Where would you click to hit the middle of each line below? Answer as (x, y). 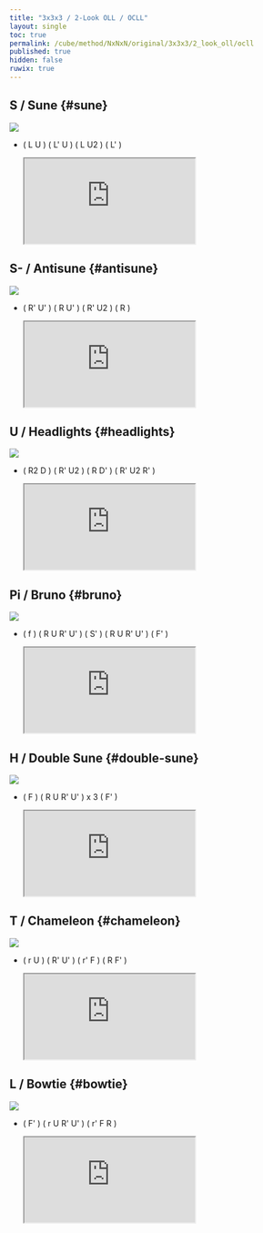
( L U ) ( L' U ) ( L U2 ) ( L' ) (72, 144)
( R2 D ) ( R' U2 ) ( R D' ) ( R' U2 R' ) (89, 470)
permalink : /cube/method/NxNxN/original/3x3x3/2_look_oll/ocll (132, 43)
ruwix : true (32, 69)
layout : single (38, 26)
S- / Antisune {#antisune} (84, 269)
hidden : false (36, 60)
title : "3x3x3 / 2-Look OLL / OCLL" (79, 18)
